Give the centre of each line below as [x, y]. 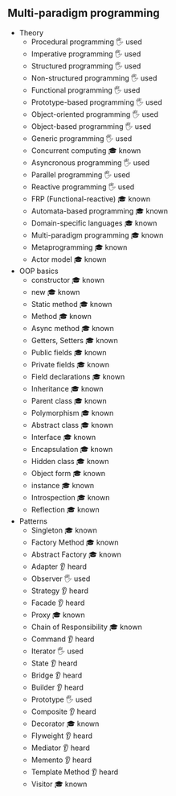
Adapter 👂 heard [59, 566]
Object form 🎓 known [68, 473]
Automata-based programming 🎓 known [100, 211]
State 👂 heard [54, 663]
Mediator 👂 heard [60, 748]
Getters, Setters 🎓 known [74, 340]
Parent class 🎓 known [69, 400]
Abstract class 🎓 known [72, 425]
